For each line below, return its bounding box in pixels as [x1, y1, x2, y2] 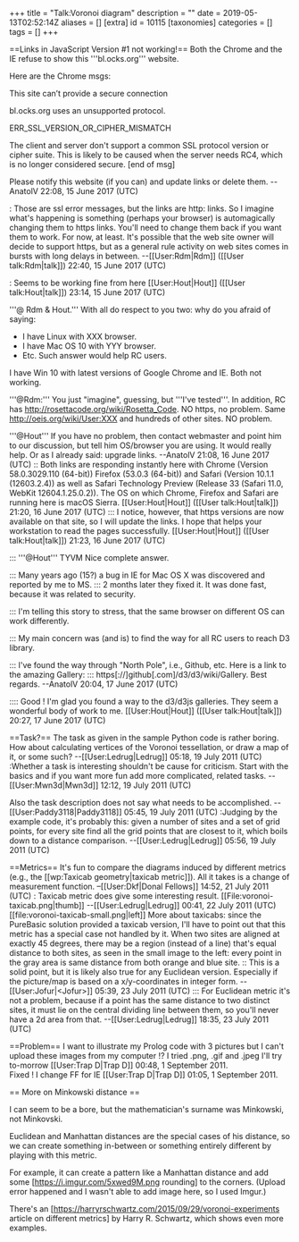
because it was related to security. [9, 589, 137, 599]
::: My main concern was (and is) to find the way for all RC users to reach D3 [9, 633, 290, 643]
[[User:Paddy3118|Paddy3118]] [9, 807, 122, 817]
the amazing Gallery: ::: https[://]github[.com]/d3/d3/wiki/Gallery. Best [9, 670, 268, 680]
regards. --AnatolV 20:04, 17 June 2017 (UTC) [9, 679, 179, 689]
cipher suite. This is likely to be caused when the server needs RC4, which [9, 149, 284, 160]
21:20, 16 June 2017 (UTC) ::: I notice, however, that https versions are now [9, 507, 284, 517]
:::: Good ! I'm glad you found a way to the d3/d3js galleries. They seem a [9, 697, 278, 706]
